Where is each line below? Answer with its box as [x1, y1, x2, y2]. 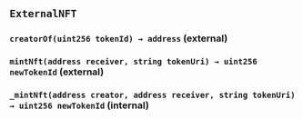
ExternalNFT [9, 7, 77, 21]
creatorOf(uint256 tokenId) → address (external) [9, 32, 228, 45]
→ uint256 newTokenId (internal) [9, 99, 150, 112]
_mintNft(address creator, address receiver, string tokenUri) [9, 90, 296, 101]
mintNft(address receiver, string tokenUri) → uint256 [9, 56, 258, 67]
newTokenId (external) [9, 65, 105, 78]
